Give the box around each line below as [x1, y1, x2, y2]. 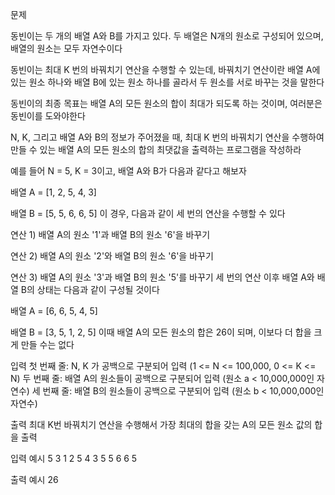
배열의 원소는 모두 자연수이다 [10, 43, 123, 54]
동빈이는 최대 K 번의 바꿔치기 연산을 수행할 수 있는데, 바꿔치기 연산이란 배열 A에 [10, 64, 321, 75]
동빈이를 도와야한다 [10, 110, 86, 122]
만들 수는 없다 [20, 339, 75, 350]
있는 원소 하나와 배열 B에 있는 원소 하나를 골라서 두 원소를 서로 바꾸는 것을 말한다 [10, 76, 325, 88]
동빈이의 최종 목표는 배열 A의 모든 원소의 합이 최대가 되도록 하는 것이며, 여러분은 [10, 98, 323, 109]
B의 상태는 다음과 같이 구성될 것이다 [20, 284, 160, 295]
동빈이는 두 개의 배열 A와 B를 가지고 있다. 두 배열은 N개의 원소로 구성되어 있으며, [10, 30, 324, 42]
